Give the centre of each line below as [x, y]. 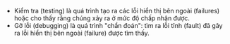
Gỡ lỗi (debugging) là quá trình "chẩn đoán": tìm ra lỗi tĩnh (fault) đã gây [118, 25]
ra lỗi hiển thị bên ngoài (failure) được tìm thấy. [81, 33]
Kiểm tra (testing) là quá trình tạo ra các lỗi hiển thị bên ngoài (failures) [117, 11]
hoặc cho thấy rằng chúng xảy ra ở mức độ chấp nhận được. [102, 18]
